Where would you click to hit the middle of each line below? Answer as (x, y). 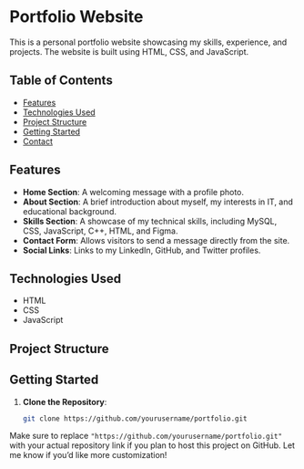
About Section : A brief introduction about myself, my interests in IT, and (158, 202)
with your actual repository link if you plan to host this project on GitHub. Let (152, 445)
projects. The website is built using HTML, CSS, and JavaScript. (129, 51)
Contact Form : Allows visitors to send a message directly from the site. (156, 240)
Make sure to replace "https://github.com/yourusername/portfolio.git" (146, 436)
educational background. (69, 211)
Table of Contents (61, 81)
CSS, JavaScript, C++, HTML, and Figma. (100, 231)
